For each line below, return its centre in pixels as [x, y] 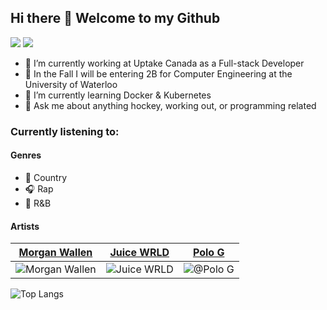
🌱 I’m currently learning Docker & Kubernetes [118, 95]
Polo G [208, 253]
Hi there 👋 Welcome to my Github [115, 18]
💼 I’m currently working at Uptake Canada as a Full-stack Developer [164, 63]
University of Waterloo [71, 84]
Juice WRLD [139, 253]
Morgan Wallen [55, 253]
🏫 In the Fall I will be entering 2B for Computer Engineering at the [158, 73]
